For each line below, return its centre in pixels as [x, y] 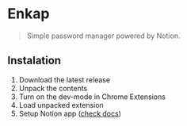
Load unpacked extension [61, 105]
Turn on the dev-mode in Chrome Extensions [92, 97]
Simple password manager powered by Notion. [103, 36]
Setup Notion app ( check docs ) [70, 113]
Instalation [34, 61]
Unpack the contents [53, 88]
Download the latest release [65, 79]
